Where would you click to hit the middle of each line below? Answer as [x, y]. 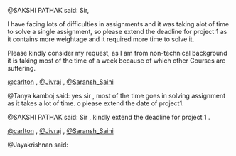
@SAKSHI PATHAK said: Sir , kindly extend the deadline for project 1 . [109, 117]
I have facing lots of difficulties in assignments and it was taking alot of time [118, 24]
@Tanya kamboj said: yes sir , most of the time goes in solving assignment [117, 96]
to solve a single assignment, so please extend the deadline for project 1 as [117, 32]
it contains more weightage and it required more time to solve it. [101, 39]
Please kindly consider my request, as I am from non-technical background [117, 53]
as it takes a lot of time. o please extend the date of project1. [96, 103]
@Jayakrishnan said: [38, 145]
